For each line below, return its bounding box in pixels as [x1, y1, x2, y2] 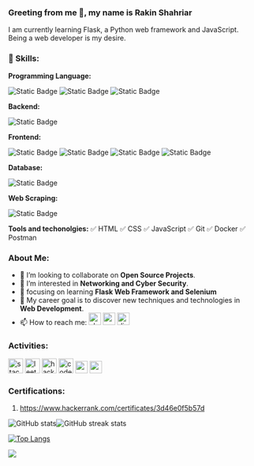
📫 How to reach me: [19, 317, 88, 326]
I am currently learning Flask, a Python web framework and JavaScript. [8, 25, 239, 35]
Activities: [8, 340, 49, 351]
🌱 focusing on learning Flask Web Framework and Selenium [19, 287, 217, 296]
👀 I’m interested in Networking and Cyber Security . [19, 278, 189, 288]
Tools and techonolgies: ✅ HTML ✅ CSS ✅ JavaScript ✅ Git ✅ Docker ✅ [8, 224, 246, 233]
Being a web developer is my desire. [8, 33, 126, 43]
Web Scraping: [8, 193, 58, 203]
